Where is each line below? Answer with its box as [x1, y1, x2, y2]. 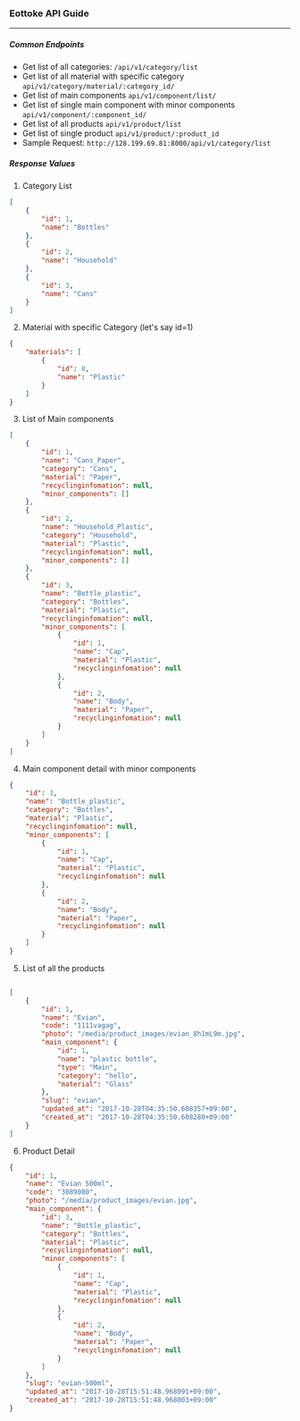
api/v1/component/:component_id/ [21, 111, 147, 120]
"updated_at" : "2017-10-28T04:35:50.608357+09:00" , [41, 1104, 238, 1113]
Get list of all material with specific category [21, 71, 185, 82]
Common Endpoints [9, 38, 85, 49]
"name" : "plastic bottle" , [56, 1054, 158, 1063]
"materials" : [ [25, 348, 82, 357]
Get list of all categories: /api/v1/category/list [21, 62, 198, 72]
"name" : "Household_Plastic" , [41, 522, 154, 532]
